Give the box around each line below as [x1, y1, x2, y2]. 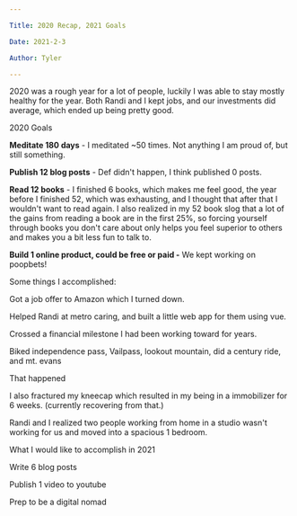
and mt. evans [9, 356, 62, 367]
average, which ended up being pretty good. [9, 105, 174, 116]
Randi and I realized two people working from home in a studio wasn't [9, 417, 267, 428]
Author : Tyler [9, 53, 63, 63]
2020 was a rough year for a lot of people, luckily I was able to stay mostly [9, 86, 285, 97]
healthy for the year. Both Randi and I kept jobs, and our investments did [9, 95, 276, 106]
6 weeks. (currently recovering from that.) [9, 400, 164, 411]
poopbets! [9, 259, 48, 270]
